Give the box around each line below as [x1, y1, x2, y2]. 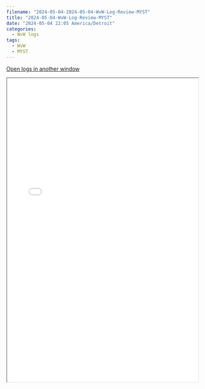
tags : [6, 37, 20, 43]
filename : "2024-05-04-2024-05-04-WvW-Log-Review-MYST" [6, 9, 150, 15]
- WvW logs [12, 32, 39, 38]
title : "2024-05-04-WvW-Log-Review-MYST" [6, 15, 113, 21]
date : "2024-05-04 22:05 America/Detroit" [6, 20, 115, 26]
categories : [6, 26, 36, 32]
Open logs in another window [6, 65, 80, 72]
